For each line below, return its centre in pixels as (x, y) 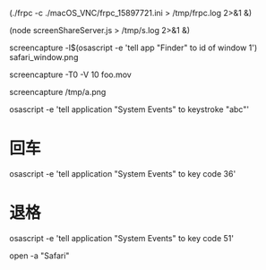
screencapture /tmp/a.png (58, 92)
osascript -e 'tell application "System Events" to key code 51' (122, 238)
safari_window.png (44, 57)
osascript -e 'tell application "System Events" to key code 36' (123, 173)
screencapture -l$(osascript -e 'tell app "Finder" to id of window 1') (133, 48)
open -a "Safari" (39, 256)
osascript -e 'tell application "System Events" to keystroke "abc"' (129, 109)
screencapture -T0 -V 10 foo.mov (70, 74)
